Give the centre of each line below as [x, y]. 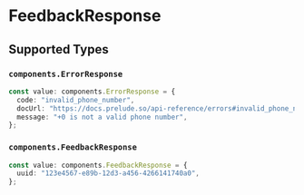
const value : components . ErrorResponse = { [92, 92]
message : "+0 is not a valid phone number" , [102, 117]
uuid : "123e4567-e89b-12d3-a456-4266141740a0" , [108, 173]
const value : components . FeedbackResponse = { [98, 165]
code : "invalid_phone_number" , [76, 100]
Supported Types [59, 49]
